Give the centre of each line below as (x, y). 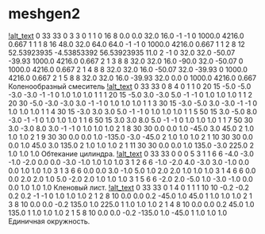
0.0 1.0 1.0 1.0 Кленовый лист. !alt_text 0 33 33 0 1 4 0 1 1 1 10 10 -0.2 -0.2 (129, 187)
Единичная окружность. (49, 221)
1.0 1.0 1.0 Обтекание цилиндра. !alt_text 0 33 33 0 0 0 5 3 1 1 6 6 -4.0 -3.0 (131, 153)
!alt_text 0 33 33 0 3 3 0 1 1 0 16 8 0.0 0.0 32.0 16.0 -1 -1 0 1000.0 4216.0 (126, 36)
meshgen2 (44, 14)
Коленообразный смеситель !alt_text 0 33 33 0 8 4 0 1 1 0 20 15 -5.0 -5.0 (130, 86)
